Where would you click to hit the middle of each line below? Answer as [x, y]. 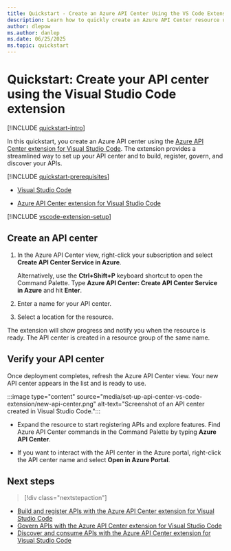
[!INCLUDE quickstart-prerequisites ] [58, 176]
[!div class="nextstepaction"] [65, 498]
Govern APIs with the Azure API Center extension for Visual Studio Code [119, 526]
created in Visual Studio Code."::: [54, 411]
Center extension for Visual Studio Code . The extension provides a [101, 148]
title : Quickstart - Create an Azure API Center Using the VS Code [106, 13]
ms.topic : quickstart [38, 45]
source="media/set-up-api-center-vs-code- [140, 396]
